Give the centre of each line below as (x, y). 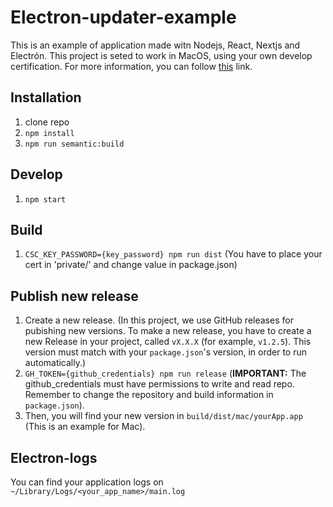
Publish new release (74, 296)
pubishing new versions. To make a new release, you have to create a (168, 331)
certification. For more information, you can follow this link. (131, 66)
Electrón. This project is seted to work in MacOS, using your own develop (161, 55)
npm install (49, 133)
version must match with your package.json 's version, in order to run (166, 352)
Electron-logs (54, 457)
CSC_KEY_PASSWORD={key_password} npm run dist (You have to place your (173, 254)
